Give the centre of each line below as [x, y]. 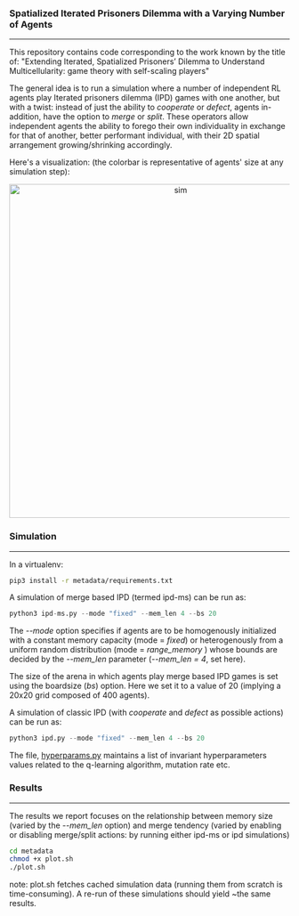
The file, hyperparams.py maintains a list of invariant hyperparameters [138, 756]
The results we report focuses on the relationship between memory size [141, 815]
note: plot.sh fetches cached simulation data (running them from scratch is [146, 885]
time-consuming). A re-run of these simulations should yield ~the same [140, 894]
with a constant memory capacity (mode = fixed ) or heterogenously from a [146, 640]
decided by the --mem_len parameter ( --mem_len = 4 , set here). [128, 659]
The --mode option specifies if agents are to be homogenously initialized [143, 631]
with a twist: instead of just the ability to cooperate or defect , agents [134, 107]
